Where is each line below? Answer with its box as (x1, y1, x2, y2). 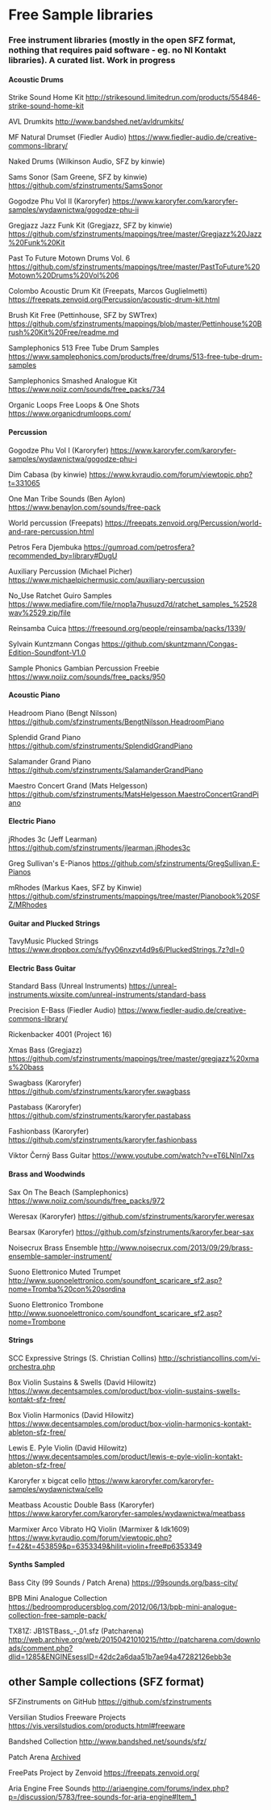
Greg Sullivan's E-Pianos (8, 858, 91, 868)
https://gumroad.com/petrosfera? (83, 542, 195, 552)
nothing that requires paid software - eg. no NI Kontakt (8, 44, 227, 56)
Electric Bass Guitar (8, 963, 77, 973)
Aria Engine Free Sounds (8, 1783, 91, 1793)
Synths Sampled (8, 1560, 65, 1570)
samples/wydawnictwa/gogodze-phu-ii (8, 205, 140, 215)
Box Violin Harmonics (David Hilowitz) (8, 1410, 135, 1419)
